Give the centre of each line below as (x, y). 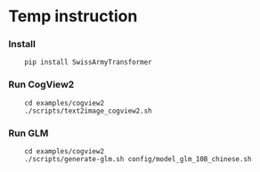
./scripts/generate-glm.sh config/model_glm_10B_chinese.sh (138, 160)
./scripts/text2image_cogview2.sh (88, 111)
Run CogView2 (41, 84)
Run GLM (28, 133)
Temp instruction (73, 16)
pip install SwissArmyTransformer (88, 63)
